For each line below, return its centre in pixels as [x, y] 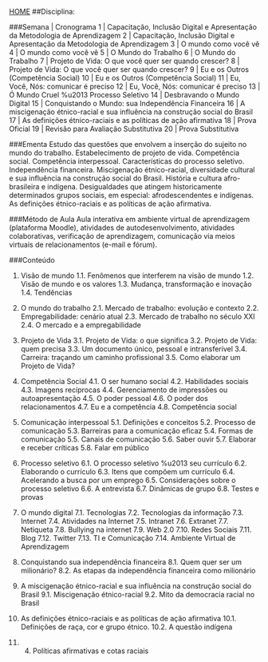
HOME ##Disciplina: [42, 12]
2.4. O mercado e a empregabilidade [81, 325]
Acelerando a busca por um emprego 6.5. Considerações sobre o [128, 480]
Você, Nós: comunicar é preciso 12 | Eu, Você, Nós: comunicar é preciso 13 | [135, 86]
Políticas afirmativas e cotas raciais [91, 651]
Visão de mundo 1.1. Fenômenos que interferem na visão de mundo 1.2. [137, 276]
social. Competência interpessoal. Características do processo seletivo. [127, 161]
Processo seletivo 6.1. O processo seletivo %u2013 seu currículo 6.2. [134, 463]
